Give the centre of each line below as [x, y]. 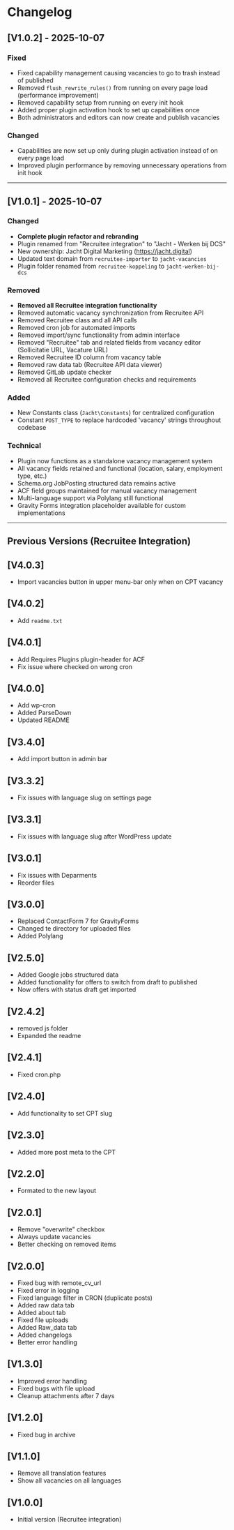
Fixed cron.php [39, 1074]
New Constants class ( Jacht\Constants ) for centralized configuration [116, 413]
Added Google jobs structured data [68, 975]
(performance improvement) [58, 95]
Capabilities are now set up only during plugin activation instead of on [117, 151]
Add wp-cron [36, 705]
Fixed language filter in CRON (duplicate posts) [85, 1298]
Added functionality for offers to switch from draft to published [107, 982]
